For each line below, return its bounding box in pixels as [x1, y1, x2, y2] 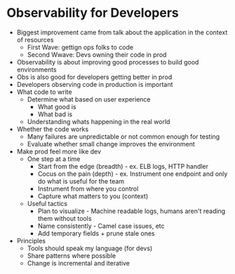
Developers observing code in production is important [16, 80, 173, 88]
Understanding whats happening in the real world [27, 117, 170, 125]
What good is [37, 102, 76, 111]
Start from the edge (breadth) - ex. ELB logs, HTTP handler [37, 162, 208, 170]
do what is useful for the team [37, 177, 124, 185]
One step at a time [27, 154, 81, 163]
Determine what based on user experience [27, 95, 151, 103]
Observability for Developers [6, 5, 180, 21]
